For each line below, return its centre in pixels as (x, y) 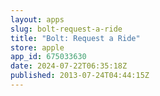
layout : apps (37, 19)
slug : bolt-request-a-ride (66, 29)
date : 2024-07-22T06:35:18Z (69, 66)
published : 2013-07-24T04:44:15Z (80, 76)
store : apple (37, 47)
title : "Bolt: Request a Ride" (75, 38)
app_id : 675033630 (48, 57)
